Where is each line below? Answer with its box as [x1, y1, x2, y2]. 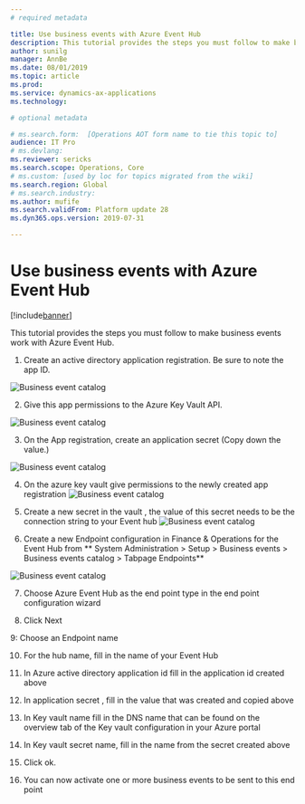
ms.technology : [10, 97, 68, 106]
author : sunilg [10, 46, 68, 55]
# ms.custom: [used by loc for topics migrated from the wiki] [10, 171, 254, 181]
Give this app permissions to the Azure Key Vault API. [23, 399, 223, 410]
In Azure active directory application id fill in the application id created [23, 667, 285, 678]
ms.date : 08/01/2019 [10, 63, 89, 72]
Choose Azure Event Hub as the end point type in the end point [23, 588, 260, 598]
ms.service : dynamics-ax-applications [10, 88, 157, 98]
